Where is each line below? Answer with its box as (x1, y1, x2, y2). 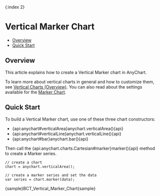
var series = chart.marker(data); (5, 177, 75, 182)
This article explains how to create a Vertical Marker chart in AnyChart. (5, 69, 147, 75)
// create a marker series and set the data (5, 173, 97, 178)
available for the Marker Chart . (5, 89, 67, 95)
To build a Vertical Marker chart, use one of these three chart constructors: (5, 116, 156, 122)
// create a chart (5, 160, 42, 165)
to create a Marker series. (5, 150, 57, 156)
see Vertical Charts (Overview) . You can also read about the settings (5, 84, 142, 89)
